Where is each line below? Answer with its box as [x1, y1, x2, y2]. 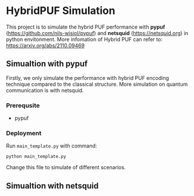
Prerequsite [6, 101, 40, 109]
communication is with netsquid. [6, 86, 84, 94]
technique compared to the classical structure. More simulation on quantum [6, 80, 188, 87]
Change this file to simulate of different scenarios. [6, 164, 126, 171]
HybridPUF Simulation [6, 4, 115, 17]
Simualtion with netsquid [6, 181, 99, 191]
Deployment [6, 129, 42, 137]
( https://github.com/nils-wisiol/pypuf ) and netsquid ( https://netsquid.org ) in [6, 29, 188, 36]
